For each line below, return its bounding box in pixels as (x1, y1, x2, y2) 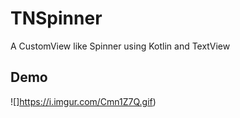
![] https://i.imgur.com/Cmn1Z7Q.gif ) (10, 95, 157, 107)
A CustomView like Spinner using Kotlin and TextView (10, 40, 231, 52)
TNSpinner (10, 7, 103, 30)
